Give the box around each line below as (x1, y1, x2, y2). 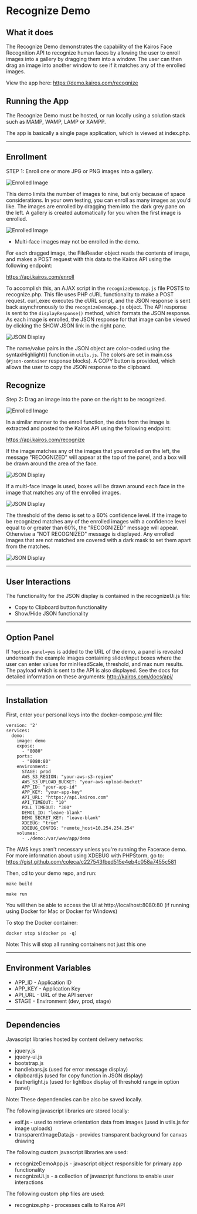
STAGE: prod (21, 769, 51, 775)
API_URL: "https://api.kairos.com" (21, 794, 109, 800)
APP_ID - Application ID (14, 979, 72, 986)
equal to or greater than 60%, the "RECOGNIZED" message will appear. (6, 524, 179, 532)
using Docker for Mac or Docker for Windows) (6, 908, 118, 915)
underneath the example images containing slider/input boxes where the (6, 654, 181, 661)
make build (6, 881, 33, 887)
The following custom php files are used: (6, 1190, 105, 1197)
